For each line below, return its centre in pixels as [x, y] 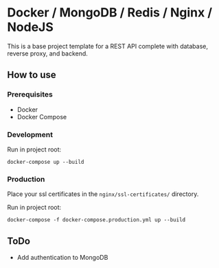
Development [30, 134]
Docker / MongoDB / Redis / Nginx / [110, 13]
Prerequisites [30, 95]
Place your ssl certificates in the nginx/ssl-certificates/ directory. [103, 194]
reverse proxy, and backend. [47, 53]
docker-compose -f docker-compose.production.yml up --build [96, 220]
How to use [32, 75]
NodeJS [30, 27]
